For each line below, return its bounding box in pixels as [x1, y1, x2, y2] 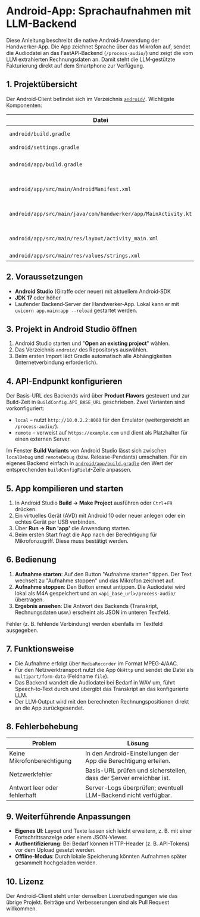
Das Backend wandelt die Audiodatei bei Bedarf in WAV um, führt [14, 678, 176, 686]
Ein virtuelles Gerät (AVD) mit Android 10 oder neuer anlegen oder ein [14, 512, 186, 519]
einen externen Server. [14, 435, 71, 443]
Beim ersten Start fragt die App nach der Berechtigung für [14, 531, 158, 538]
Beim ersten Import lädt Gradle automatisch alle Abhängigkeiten [14, 353, 171, 360]
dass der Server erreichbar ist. [85, 774, 171, 782]
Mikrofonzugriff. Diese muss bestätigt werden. [14, 537, 129, 545]
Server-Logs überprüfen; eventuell [85, 784, 183, 792]
